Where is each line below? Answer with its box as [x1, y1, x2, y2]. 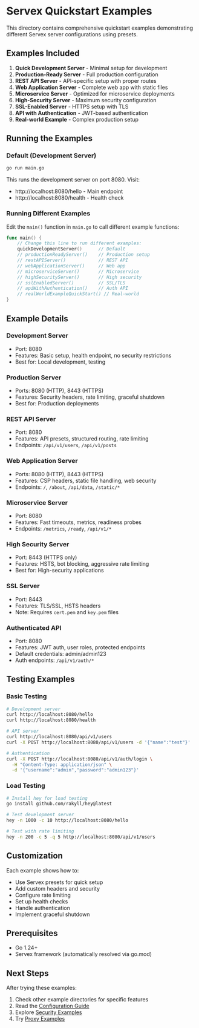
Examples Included [6, 48, 80, 59]
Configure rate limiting [15, 891, 71, 899]
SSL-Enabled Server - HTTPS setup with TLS [15, 103, 129, 110]
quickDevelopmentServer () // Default [17, 246, 126, 252]
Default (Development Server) [6, 151, 97, 160]
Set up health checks [15, 897, 68, 905]
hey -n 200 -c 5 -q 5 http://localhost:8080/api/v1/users [6, 834, 155, 840]
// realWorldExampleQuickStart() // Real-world [17, 291, 139, 297]
